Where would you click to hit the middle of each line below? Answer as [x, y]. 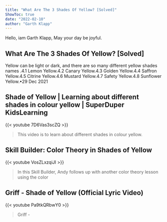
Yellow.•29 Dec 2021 [27, 82]
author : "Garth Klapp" [29, 24]
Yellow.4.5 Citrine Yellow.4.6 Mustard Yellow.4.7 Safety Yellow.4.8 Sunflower [83, 76]
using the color [33, 177]
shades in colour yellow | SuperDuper [65, 105]
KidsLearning [27, 113]
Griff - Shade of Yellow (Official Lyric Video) [74, 193]
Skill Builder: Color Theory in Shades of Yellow [79, 150]
